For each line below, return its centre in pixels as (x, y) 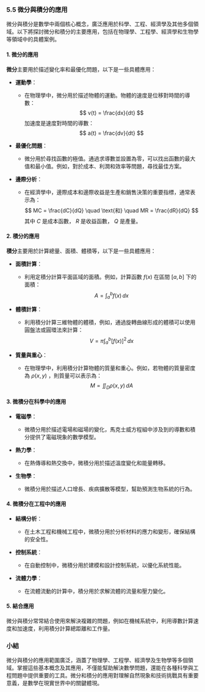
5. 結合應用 (20, 606)
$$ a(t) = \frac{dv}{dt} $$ (111, 133)
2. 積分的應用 (23, 236)
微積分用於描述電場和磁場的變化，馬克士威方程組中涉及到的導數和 (107, 429)
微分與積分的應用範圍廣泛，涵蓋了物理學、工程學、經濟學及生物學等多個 (97, 660)
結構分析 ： (29, 518)
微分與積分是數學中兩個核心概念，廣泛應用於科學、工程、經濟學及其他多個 (100, 24)
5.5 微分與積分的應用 (37, 9)
